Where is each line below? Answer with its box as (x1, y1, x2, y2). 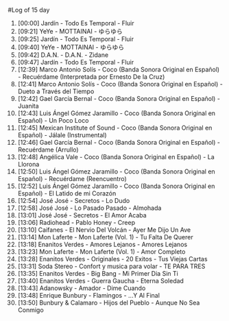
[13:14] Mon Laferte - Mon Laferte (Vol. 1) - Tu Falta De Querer (17, 233, 194, 241)
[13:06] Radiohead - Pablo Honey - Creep (17, 219, 136, 226)
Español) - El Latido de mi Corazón (17, 189, 117, 198)
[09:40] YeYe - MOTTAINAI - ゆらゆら (17, 43, 125, 51)
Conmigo (17, 306, 44, 314)
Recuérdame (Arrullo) (17, 145, 79, 154)
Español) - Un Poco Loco (17, 117, 89, 124)
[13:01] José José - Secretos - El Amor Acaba (17, 211, 147, 219)
